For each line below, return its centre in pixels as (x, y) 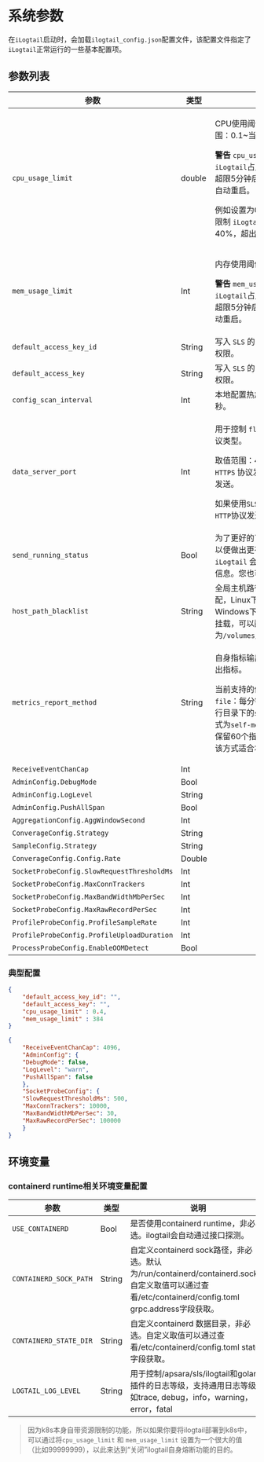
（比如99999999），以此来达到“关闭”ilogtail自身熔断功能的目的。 (132, 1449)
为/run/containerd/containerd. (185, 1273)
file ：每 (231, 701)
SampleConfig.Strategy (54, 846)
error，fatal (151, 1409)
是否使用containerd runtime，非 (189, 1224)
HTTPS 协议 (234, 472)
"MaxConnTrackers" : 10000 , (66, 1106)
